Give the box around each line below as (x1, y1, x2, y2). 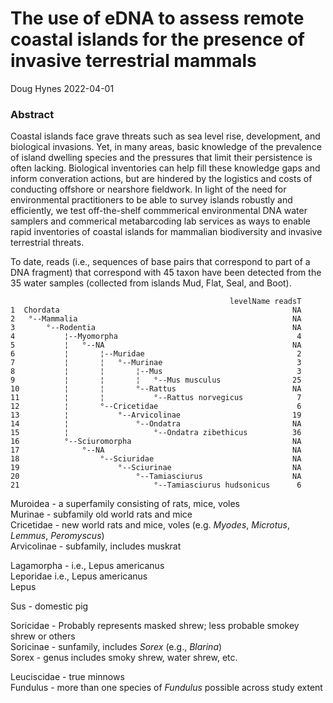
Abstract (10, 107, 55, 121)
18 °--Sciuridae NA (10, 454, 302, 464)
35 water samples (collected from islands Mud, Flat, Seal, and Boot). (10, 277, 292, 289)
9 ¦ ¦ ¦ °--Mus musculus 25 (10, 375, 302, 386)
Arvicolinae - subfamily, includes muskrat (10, 540, 182, 552)
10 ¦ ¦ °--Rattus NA (10, 384, 302, 394)
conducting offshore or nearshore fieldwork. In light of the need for (10, 183, 287, 196)
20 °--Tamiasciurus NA (10, 472, 302, 482)
